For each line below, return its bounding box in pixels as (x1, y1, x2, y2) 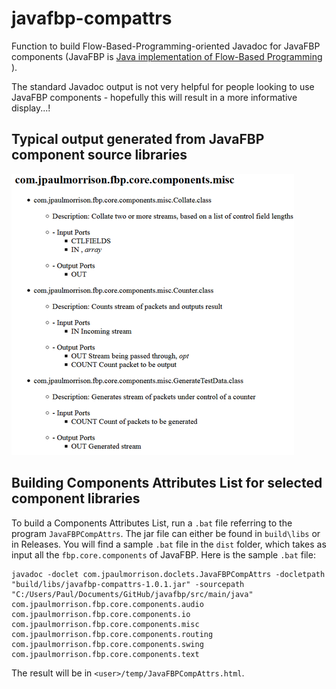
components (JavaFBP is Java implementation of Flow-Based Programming (11, 50, 323, 62)
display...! (11, 102, 51, 114)
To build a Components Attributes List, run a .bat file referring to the (11, 517, 293, 529)
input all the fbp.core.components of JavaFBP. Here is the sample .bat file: (11, 548, 316, 561)
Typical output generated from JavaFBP (11, 131, 265, 148)
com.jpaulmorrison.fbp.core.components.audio (11, 599, 204, 609)
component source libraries (11, 147, 188, 164)
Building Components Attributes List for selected (11, 475, 323, 492)
